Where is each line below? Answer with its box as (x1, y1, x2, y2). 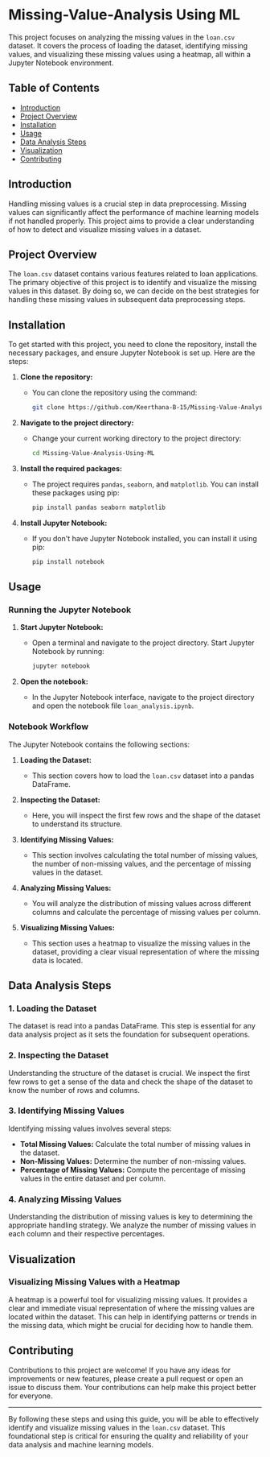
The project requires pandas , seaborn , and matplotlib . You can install (31, 479, 259, 489)
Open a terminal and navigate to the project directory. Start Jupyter (31, 638, 255, 648)
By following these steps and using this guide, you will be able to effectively (8, 1414, 260, 1423)
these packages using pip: (31, 487, 120, 497)
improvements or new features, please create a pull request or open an (8, 1373, 243, 1383)
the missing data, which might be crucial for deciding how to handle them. (8, 1320, 254, 1330)
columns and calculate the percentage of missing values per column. (31, 907, 261, 917)
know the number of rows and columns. (8, 1085, 141, 1095)
